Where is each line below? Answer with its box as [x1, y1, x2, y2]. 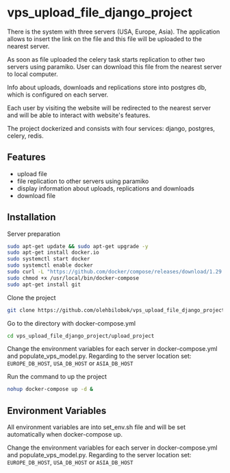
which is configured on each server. [7, 90, 109, 99]
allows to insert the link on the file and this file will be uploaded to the [7, 34, 203, 43]
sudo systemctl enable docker [7, 262, 94, 269]
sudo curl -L [7, 269, 44, 276]
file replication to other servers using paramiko [16, 177, 149, 185]
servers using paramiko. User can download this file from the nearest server [7, 62, 222, 71]
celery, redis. [7, 132, 44, 140]
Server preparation [7, 230, 60, 238]
